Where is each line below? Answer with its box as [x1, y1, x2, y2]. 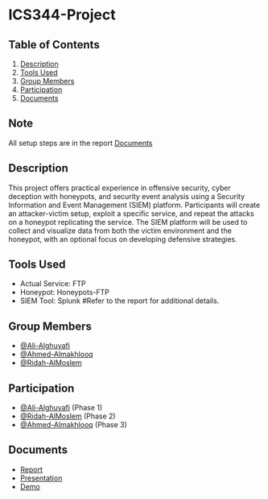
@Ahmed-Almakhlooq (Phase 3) [19, 420, 127, 430]
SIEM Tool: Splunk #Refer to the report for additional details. [19, 296, 220, 306]
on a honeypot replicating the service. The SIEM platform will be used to [8, 217, 248, 227]
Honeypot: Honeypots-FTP [19, 288, 110, 297]
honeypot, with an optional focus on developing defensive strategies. [8, 234, 237, 243]
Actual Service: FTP [19, 279, 86, 289]
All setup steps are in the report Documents [8, 138, 153, 148]
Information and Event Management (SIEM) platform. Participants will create [8, 200, 261, 210]
